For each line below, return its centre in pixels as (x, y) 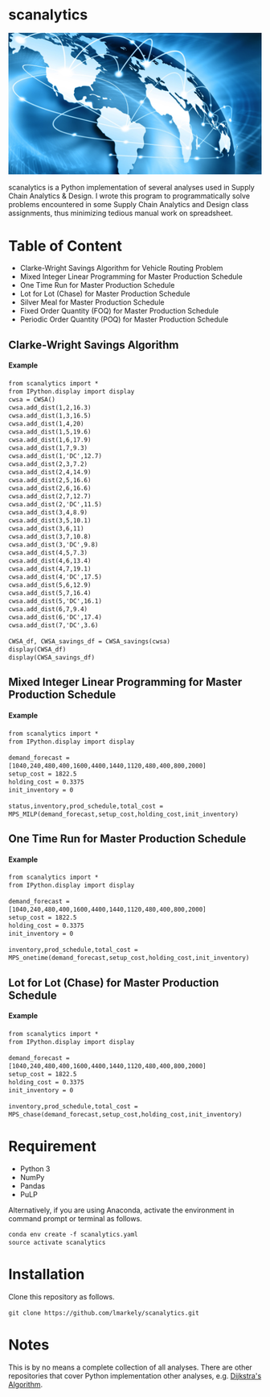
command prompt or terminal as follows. (75, 1218)
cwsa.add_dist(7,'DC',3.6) (53, 626)
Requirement (52, 1146)
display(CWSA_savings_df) (51, 658)
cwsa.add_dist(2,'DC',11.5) (55, 505)
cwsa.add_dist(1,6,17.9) (50, 440)
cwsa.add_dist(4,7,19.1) (50, 569)
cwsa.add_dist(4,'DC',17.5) (55, 577)
